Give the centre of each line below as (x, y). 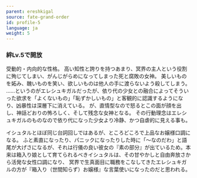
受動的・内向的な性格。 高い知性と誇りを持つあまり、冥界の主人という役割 (97, 69)
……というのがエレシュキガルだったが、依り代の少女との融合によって (90, 91)
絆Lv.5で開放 (24, 55)
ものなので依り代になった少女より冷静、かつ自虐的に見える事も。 (111, 120)
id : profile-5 (23, 22)
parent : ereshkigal (30, 11)
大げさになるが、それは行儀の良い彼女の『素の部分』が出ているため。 (101, 147)
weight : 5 (18, 33)
